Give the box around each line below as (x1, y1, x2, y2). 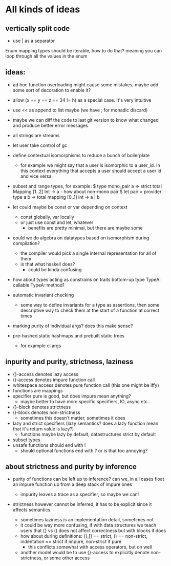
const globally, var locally (20, 214, 74, 220)
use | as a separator (12, 37, 55, 44)
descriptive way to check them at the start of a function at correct (20, 307, 160, 313)
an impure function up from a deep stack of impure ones (12, 481, 132, 487)
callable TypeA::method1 (12, 281, 65, 288)
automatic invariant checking (12, 292, 74, 298)
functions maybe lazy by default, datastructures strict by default (20, 431, 156, 437)
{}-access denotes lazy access (12, 371, 78, 377)
